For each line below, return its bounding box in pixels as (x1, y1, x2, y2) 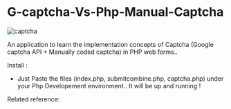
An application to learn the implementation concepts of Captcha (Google (7, 40, 214, 48)
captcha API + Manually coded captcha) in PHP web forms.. (7, 48, 178, 56)
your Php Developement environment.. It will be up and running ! (17, 81, 201, 90)
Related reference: (7, 95, 60, 103)
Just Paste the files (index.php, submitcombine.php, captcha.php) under (17, 74, 224, 83)
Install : (7, 61, 28, 69)
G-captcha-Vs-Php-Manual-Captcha (7, 4, 224, 20)
